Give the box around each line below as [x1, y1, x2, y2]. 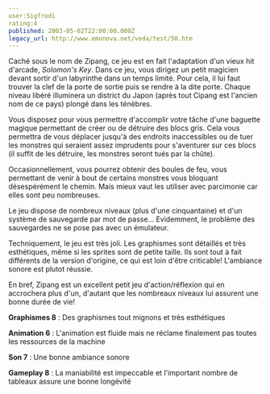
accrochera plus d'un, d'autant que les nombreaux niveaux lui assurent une [8, 288, 260, 298]
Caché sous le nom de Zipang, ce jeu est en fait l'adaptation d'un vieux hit [8, 56, 255, 66]
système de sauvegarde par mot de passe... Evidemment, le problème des [8, 214, 255, 224]
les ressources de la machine [8, 337, 106, 346]
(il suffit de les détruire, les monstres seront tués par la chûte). [8, 149, 215, 159]
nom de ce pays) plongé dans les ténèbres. [8, 99, 152, 109]
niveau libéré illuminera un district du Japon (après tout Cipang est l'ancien [8, 90, 258, 101]
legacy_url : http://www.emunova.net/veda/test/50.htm [8, 34, 193, 43]
